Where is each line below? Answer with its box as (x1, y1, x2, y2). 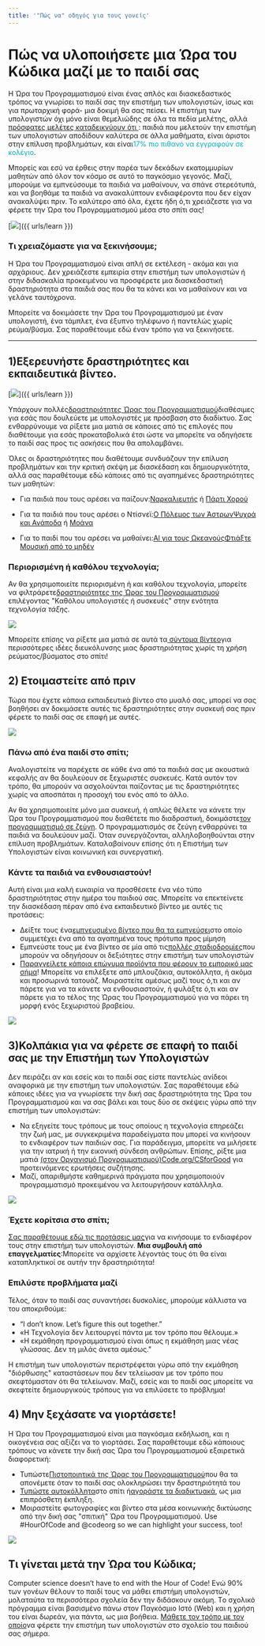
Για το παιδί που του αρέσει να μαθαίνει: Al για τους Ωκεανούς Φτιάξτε (19, 533, 252, 543)
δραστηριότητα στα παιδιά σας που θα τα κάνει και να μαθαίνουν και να (8, 284, 248, 293)
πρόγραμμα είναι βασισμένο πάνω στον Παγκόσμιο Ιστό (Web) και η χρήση (8, 1603, 255, 1614)
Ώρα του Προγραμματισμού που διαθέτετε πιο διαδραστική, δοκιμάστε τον (8, 814, 252, 823)
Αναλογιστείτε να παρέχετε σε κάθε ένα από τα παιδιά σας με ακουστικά (8, 765, 250, 774)
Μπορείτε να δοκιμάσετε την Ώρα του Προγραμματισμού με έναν (8, 308, 223, 317)
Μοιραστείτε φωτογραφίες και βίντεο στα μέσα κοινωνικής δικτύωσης (19, 1503, 252, 1512)
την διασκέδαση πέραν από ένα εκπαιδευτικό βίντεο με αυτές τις (8, 902, 223, 911)
